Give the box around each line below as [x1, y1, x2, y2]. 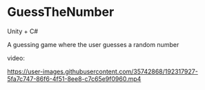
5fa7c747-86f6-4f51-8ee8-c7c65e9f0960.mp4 [7, 74, 141, 83]
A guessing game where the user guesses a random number [7, 40, 179, 48]
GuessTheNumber [7, 4, 115, 20]
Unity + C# [7, 27, 39, 35]
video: [7, 53, 26, 62]
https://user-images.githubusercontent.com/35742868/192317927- [7, 67, 198, 75]
